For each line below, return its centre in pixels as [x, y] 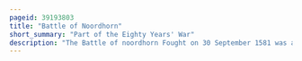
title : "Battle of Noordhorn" [66, 26]
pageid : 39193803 [42, 17]
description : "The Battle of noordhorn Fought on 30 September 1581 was [148, 43]
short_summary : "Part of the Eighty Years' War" [102, 34]
